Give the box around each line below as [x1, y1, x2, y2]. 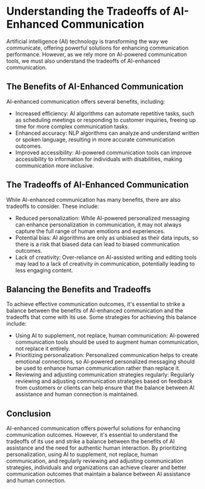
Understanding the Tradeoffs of [6, 4, 171, 18]
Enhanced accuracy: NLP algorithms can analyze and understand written [15, 129, 199, 136]
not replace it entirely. [15, 345, 70, 352]
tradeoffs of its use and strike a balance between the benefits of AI [6, 437, 175, 445]
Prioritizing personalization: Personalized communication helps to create [15, 352, 198, 359]
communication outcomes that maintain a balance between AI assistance [6, 471, 191, 478]
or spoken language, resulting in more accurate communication [15, 136, 176, 143]
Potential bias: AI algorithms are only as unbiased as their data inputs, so [15, 234, 199, 241]
